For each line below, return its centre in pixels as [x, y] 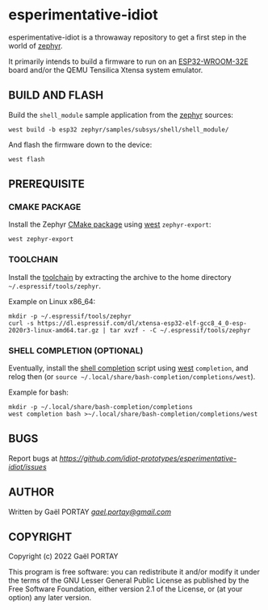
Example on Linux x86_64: [52, 301]
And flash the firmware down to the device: [80, 144]
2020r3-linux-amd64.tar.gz [54, 330]
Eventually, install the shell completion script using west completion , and [128, 368]
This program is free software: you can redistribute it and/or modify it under [134, 572]
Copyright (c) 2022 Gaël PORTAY [63, 556]
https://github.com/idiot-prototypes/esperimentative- [148, 458]
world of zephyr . [36, 45]
